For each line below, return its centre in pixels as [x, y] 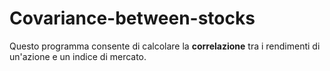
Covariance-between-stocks [132, 18]
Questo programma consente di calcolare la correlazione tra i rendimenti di [165, 46]
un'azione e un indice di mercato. [78, 56]
